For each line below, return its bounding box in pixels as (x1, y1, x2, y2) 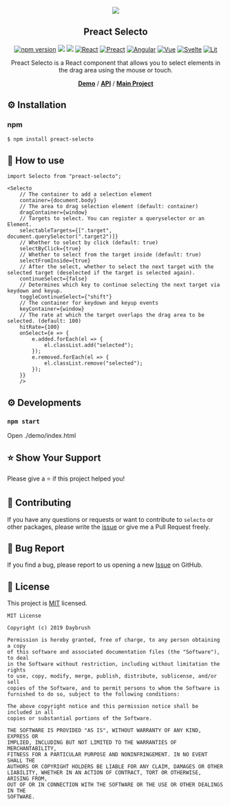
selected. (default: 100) (7, 318, 81, 325)
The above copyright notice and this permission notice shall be (7, 703, 198, 710)
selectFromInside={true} (19, 257, 91, 265)
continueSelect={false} (19, 276, 88, 283)
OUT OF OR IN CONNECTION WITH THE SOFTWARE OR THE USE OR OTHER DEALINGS (7, 781, 224, 789)
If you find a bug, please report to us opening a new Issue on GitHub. (7, 561, 203, 569)
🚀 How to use (7, 154, 65, 166)
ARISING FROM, (7, 776, 48, 783)
